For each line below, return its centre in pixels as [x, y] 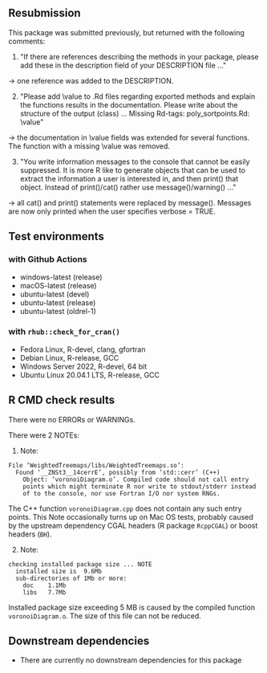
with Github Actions [48, 259]
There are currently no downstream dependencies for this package [131, 660]
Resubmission [45, 13]
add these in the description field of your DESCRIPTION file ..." [123, 65]
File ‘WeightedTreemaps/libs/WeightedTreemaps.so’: [96, 465]
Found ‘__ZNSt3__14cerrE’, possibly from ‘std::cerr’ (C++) [118, 472]
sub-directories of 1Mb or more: [71, 578]
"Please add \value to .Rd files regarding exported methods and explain [138, 96]
